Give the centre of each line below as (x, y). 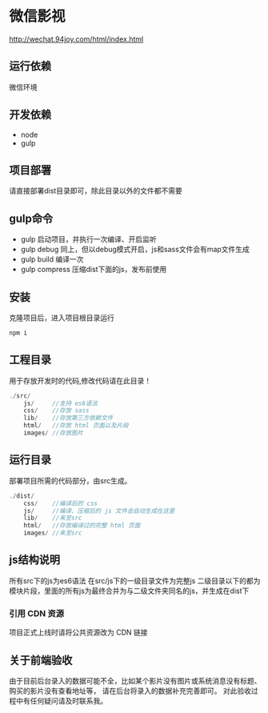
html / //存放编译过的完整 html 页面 (82, 526)
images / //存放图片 (53, 433)
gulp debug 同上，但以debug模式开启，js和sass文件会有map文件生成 (135, 250)
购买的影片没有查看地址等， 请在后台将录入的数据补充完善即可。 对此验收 (130, 691)
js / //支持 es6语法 (61, 403)
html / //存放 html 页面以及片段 (76, 426)
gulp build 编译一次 (52, 259)
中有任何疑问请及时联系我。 (61, 700)
